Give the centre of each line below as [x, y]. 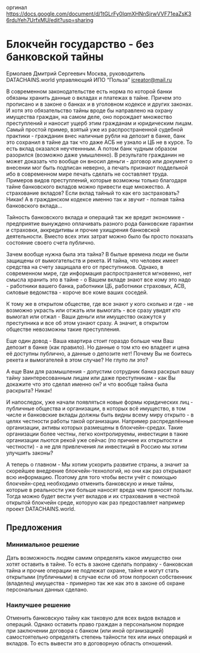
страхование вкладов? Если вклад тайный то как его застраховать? [93, 193]
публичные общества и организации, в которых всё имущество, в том [96, 408]
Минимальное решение [43, 545]
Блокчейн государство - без [80, 45]
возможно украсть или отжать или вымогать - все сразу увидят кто [93, 310]
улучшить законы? [30, 453]
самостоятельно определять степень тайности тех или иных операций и [99, 637]
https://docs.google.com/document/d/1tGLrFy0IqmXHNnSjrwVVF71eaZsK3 [99, 14]
